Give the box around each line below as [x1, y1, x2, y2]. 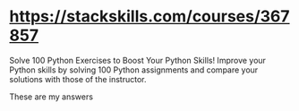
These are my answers [9, 91, 94, 102]
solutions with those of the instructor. [9, 73, 147, 84]
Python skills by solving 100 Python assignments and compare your [9, 64, 259, 75]
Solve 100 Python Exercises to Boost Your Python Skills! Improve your [9, 55, 267, 65]
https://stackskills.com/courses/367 [9, 6, 290, 27]
